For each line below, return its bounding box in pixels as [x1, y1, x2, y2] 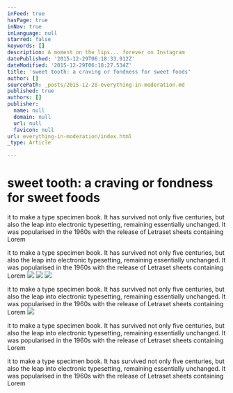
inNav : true [7, 23, 42, 30]
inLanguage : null [7, 29, 58, 37]
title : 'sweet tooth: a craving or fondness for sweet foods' [7, 68, 191, 75]
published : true [7, 87, 54, 94]
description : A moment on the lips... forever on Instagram [7, 49, 186, 56]
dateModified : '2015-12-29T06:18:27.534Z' [7, 62, 132, 69]
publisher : [7, 101, 39, 108]
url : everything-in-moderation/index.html [7, 133, 132, 140]
